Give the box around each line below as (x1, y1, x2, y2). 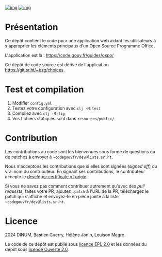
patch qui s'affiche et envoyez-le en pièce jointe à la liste (5, 193, 119, 199)
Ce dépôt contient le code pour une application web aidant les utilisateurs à (5, 37, 156, 43)
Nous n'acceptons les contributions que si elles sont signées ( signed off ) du (5, 163, 158, 169)
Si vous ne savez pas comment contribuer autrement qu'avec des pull (5, 183, 145, 189)
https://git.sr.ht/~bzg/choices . (5, 67, 65, 73)
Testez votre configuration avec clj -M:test (12, 105, 101, 111)
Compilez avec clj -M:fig (12, 110, 65, 116)
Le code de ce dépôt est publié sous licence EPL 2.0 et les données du (5, 241, 147, 247)
